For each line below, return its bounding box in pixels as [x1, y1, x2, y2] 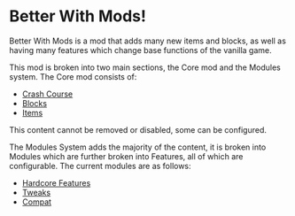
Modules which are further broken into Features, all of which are [9, 150, 244, 161]
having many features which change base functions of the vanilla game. [9, 44, 272, 55]
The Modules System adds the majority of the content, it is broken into [9, 142, 267, 152]
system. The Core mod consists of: [9, 71, 137, 81]
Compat [21, 197, 51, 207]
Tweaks [21, 187, 51, 197]
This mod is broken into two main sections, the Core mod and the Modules [9, 62, 282, 73]
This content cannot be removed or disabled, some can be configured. [9, 124, 268, 135]
